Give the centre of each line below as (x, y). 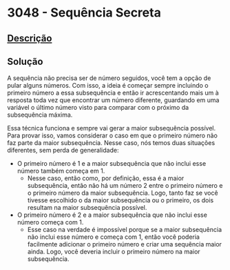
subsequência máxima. (40, 115)
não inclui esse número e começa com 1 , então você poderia (113, 237)
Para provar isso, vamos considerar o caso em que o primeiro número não (113, 135)
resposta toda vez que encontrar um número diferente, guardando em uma (113, 100)
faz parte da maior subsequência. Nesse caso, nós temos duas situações (111, 143)
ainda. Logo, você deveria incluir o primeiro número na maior (114, 252)
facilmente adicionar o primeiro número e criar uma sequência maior (125, 244)
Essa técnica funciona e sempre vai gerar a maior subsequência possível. (111, 128)
